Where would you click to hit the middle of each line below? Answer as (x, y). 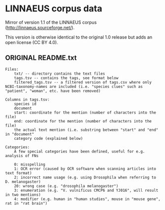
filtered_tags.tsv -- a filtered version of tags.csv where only (83, 82)
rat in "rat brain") (27, 203)
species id (25, 104)
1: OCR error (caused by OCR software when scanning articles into (85, 168)
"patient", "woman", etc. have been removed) (53, 91)
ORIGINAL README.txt (41, 58)
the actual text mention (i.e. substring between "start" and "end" (86, 130)
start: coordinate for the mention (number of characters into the (85, 112)
